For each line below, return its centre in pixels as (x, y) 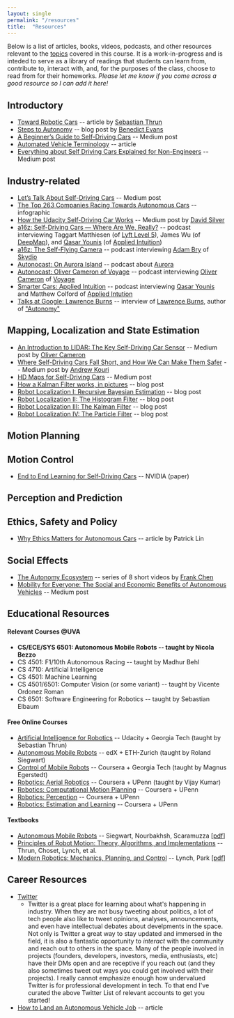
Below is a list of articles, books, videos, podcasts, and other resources (110, 47)
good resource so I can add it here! (58, 84)
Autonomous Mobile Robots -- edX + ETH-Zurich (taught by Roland (114, 752)
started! (39, 1000)
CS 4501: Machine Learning (57, 677)
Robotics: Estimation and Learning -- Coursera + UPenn (97, 804)
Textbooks (23, 820)
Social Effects (38, 560)
